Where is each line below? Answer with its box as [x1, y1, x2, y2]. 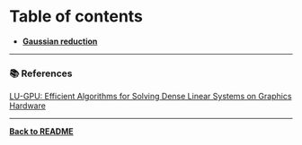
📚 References [9, 67, 73, 80]
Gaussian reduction [22, 36, 98, 47]
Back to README [9, 126, 74, 137]
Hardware [9, 100, 47, 111]
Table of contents [9, 6, 144, 27]
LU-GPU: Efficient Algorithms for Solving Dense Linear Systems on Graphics [9, 91, 292, 102]
